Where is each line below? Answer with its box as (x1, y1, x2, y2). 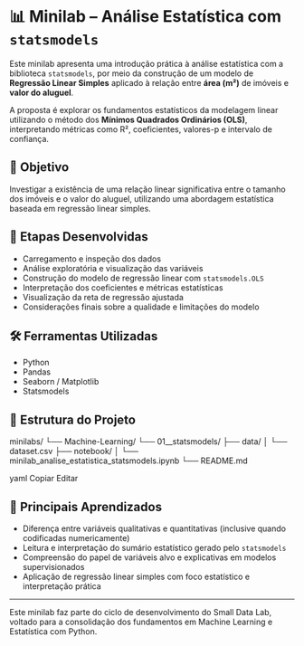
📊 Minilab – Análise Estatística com (9, 6, 282, 27)
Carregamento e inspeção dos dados (22, 253, 161, 264)
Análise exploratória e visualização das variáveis (22, 262, 204, 273)
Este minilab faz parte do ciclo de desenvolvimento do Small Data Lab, (9, 607, 272, 617)
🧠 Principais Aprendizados (9, 499, 163, 515)
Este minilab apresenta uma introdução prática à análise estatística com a (9, 58, 283, 69)
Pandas (22, 366, 52, 377)
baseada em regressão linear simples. (9, 203, 151, 214)
